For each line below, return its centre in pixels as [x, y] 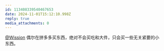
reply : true [17, 18]
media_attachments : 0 [27, 23]
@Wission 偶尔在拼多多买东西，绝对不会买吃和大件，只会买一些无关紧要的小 [82, 37]
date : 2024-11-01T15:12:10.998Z [38, 14]
